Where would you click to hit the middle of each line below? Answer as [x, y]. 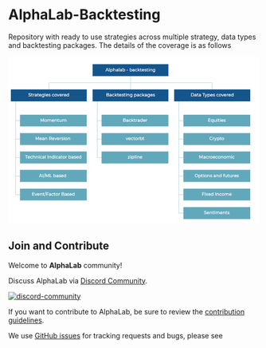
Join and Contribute [59, 246]
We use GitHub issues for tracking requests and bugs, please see [115, 335]
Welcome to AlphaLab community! [65, 265]
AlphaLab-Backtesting [84, 15]
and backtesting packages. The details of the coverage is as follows [120, 45]
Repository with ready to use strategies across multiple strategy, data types [132, 37]
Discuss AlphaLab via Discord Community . [78, 280]
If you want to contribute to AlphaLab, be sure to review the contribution [127, 311]
